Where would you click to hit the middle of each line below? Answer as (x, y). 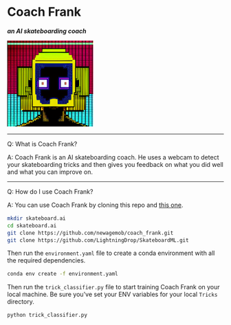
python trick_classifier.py (47, 315)
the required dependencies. (46, 260)
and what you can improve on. (50, 172)
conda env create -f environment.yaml (63, 274)
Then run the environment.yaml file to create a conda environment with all (111, 253)
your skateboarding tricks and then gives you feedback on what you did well (115, 164)
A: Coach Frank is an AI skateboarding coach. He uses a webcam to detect (113, 157)
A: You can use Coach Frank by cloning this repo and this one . (95, 205)
